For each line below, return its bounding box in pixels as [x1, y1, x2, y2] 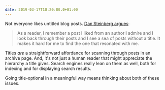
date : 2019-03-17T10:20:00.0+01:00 [5, 7, 78, 12]
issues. [5, 80, 20, 86]
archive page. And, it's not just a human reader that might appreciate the [5, 55, 153, 61]
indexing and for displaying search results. [5, 66, 92, 71]
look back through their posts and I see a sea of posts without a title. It [17, 35, 161, 41]
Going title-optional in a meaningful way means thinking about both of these [5, 75, 160, 81]
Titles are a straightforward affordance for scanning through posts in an [5, 50, 151, 56]
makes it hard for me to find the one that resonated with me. [17, 40, 139, 46]
